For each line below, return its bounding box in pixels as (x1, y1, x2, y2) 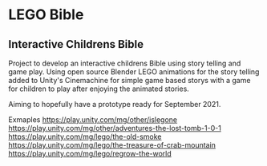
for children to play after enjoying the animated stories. (8, 84, 190, 93)
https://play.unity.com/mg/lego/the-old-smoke (8, 132, 162, 141)
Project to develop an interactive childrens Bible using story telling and (8, 58, 241, 68)
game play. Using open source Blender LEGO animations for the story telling (8, 67, 260, 77)
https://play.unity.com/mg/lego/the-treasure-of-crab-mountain (8, 140, 216, 149)
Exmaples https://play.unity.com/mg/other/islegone (8, 115, 178, 125)
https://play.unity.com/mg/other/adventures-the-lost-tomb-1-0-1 (8, 124, 222, 132)
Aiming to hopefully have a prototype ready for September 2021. (8, 100, 221, 109)
